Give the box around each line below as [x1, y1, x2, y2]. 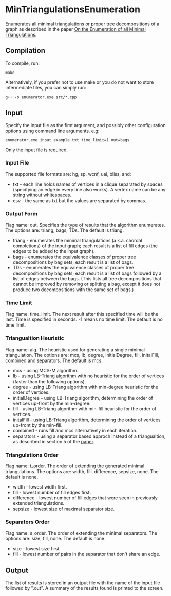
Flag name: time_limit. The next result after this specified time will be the [5, 311, 159, 317]
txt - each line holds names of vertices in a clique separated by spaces [12, 181, 163, 187]
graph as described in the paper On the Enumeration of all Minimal [5, 26, 146, 32]
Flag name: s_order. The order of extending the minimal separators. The [5, 530, 158, 536]
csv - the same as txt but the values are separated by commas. [12, 197, 146, 204]
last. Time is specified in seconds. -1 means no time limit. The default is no [5, 316, 163, 322]
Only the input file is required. [5, 147, 68, 153]
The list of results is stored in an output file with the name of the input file [5, 580, 160, 586]
